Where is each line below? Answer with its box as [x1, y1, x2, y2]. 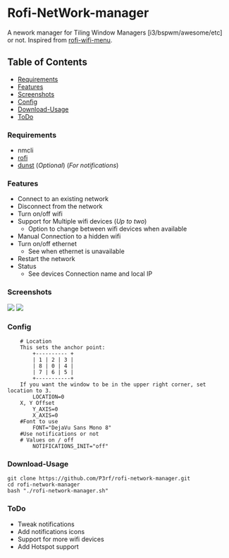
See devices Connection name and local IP [27, 269, 153, 278]
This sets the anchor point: [20, 344, 106, 351]
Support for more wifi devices [17, 535, 104, 543]
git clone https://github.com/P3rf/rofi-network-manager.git [7, 475, 191, 483]
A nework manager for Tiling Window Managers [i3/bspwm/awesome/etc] [7, 28, 223, 37]
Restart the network [17, 255, 75, 263]
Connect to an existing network [17, 195, 109, 203]
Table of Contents [7, 56, 88, 68]
